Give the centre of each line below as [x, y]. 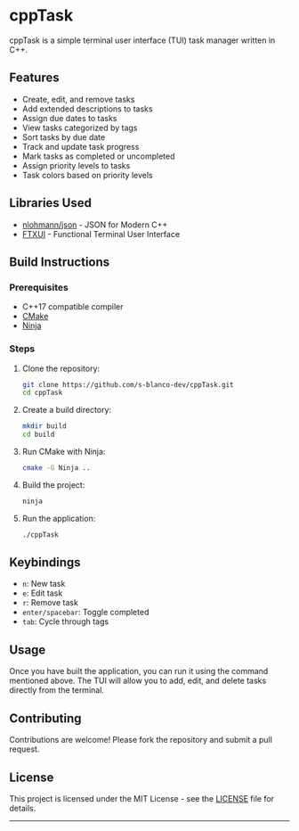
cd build [38, 435]
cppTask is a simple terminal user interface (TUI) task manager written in [142, 40]
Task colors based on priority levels [87, 175]
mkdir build [44, 426]
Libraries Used [50, 203]
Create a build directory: [67, 410]
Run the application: [59, 518]
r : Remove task [50, 603]
